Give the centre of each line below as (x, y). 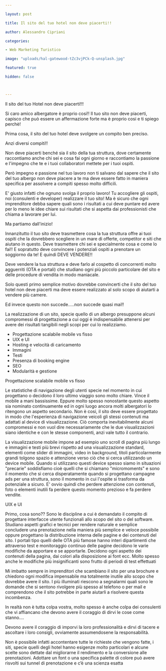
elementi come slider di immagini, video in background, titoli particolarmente (83, 452)
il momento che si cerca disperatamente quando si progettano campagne (80, 474)
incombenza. (18, 597)
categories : (17, 41)
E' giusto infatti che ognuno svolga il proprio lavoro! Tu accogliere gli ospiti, (82, 193)
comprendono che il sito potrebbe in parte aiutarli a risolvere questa (75, 592)
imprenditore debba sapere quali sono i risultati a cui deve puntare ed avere (82, 203)
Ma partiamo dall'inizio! (29, 224)
